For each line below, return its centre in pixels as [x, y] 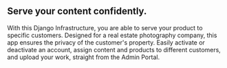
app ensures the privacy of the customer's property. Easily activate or [106, 42]
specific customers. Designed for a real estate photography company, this [112, 35]
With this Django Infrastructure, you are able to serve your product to [105, 27]
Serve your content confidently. [77, 11]
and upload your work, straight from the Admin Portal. [84, 57]
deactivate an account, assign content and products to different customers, [114, 49]
